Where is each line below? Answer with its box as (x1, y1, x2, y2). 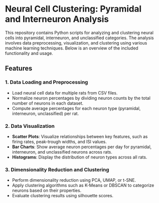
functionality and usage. (5, 50, 53, 56)
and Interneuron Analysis (5, 14, 109, 25)
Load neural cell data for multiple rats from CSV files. (12, 90, 118, 95)
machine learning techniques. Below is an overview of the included (5, 45, 139, 51)
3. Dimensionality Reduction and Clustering (5, 166, 110, 173)
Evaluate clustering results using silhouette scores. (12, 193, 114, 199)
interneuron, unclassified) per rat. (12, 110, 79, 116)
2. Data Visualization (5, 123, 55, 129)
